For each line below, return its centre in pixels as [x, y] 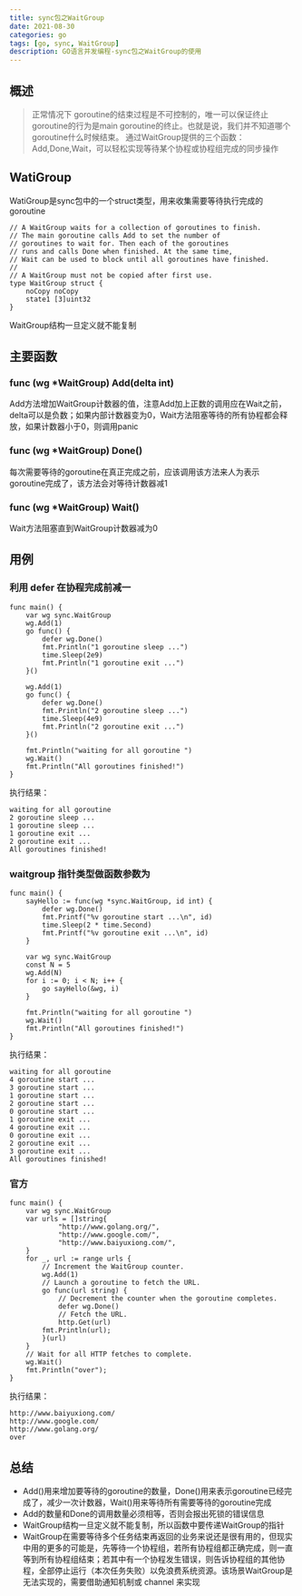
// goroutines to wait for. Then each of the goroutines [119, 243]
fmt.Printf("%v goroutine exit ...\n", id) [125, 933]
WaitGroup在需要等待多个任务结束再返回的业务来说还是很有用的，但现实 [157, 1537]
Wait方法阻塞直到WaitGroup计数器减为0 [84, 528]
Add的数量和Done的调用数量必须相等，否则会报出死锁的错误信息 [143, 1514]
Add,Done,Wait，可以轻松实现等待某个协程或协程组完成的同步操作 [155, 148]
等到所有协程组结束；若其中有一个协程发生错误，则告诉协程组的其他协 [154, 1560]
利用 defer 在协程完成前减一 [70, 587]
